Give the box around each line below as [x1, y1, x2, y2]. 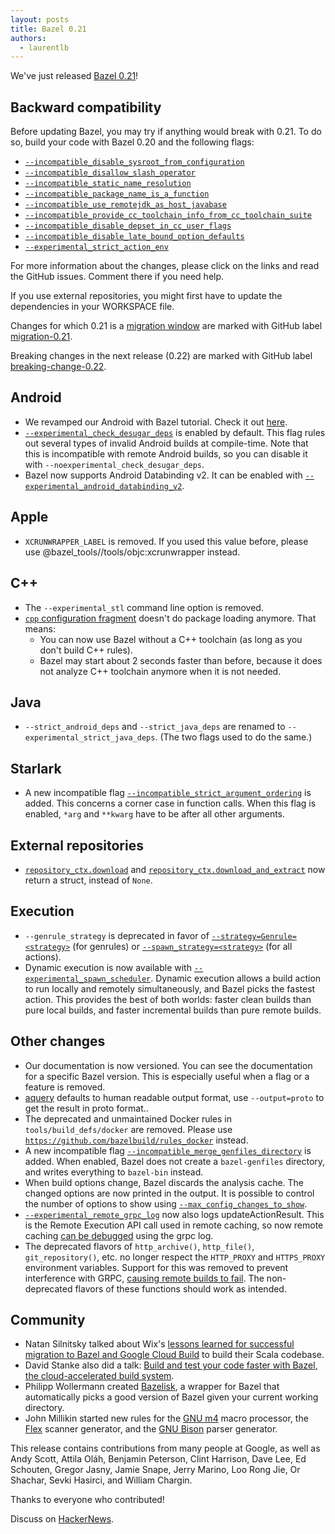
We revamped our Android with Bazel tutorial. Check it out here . [24, 416, 288, 428]
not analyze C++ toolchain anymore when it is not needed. [39, 665, 282, 677]
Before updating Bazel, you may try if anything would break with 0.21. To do [10, 126, 322, 138]
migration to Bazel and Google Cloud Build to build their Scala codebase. [24, 1349, 325, 1361]
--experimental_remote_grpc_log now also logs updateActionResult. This [24, 1208, 325, 1220]
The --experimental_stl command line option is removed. [24, 601, 264, 613]
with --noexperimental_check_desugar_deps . [24, 458, 205, 470]
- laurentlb [19, 42, 70, 53]
